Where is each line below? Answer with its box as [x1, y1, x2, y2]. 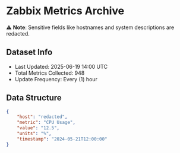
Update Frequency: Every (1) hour [14, 75, 98, 82]
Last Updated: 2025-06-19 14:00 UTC [14, 63, 108, 70]
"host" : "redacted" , [17, 114, 68, 120]
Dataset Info [6, 47, 53, 58]
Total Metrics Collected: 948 [14, 69, 85, 76]
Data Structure [6, 93, 62, 103]
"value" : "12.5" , [17, 125, 60, 131]
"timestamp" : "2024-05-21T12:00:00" [17, 136, 108, 142]
